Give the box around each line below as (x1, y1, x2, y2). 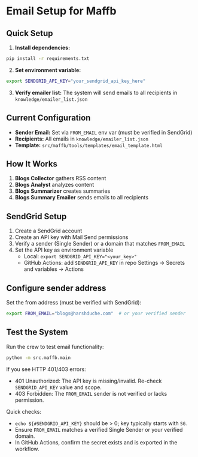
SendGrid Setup (6, 211, 67, 222)
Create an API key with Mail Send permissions (14, 234, 129, 241)
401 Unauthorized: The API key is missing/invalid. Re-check (14, 377, 162, 384)
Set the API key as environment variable (14, 246, 114, 253)
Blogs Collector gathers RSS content (14, 175, 106, 182)
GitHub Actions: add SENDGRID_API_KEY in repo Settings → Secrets (23, 259, 185, 267)
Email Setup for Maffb (6, 4, 117, 18)
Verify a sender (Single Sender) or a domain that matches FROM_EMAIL (14, 240, 185, 247)
